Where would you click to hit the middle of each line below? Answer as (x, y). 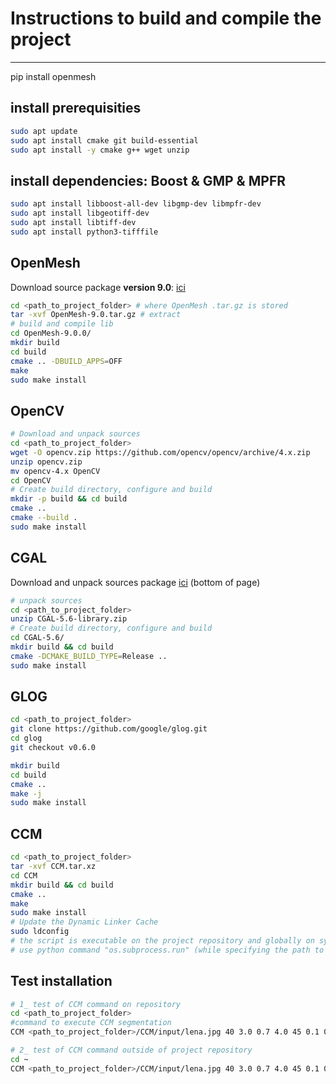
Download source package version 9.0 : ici (98, 287)
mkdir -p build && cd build (69, 499)
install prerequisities (76, 108)
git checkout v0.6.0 (53, 748)
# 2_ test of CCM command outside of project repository (131, 1050)
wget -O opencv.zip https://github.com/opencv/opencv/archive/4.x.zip (160, 452)
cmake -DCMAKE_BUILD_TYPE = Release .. (89, 656)
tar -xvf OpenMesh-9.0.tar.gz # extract (96, 315)
